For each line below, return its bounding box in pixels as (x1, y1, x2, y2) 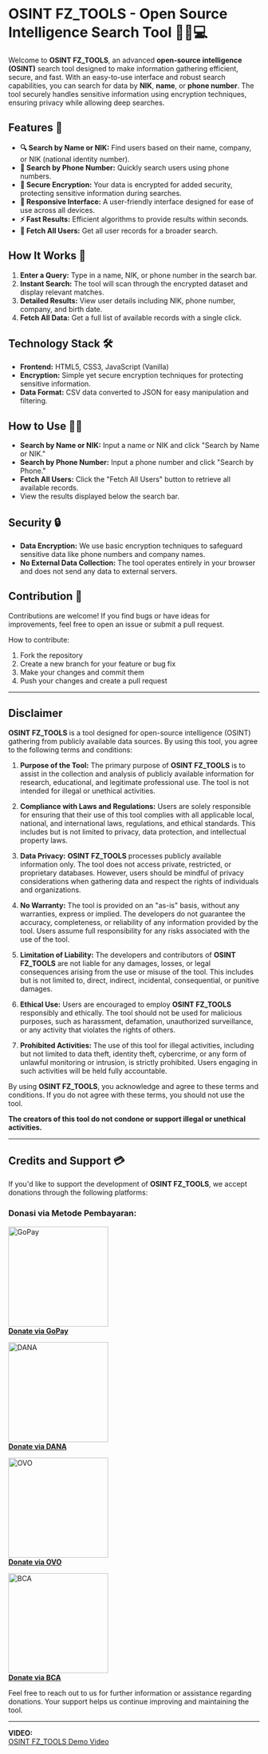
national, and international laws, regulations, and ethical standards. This (19, 818, 256, 828)
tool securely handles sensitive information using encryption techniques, (8, 89, 247, 98)
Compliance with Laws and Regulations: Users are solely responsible (19, 801, 251, 811)
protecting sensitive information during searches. (19, 188, 182, 198)
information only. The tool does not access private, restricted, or (19, 859, 231, 869)
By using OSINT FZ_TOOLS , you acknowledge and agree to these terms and (8, 1081, 259, 1091)
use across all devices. (19, 205, 96, 214)
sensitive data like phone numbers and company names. (19, 550, 206, 559)
